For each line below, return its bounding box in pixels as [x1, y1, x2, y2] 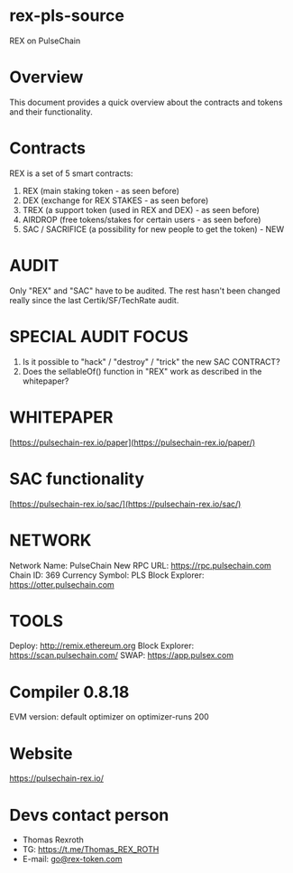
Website [9, 743, 73, 764]
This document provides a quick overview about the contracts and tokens [9, 97, 283, 107]
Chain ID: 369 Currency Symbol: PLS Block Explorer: [9, 570, 205, 580]
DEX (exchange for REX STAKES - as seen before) [22, 195, 209, 206]
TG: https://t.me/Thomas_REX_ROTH [22, 844, 160, 855]
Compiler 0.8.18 [9, 682, 130, 702]
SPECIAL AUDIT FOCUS [9, 326, 189, 347]
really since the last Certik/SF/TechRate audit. [9, 294, 179, 305]
